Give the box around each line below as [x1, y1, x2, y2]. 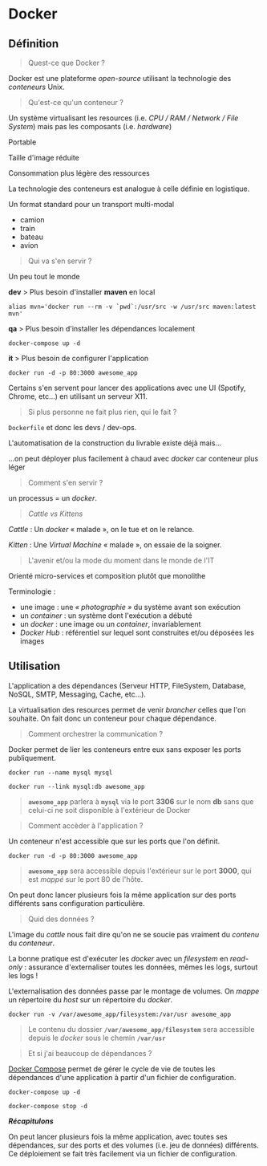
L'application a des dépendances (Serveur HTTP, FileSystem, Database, [8, 681, 246, 690]
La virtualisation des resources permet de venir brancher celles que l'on [8, 705, 246, 714]
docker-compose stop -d [8, 1102, 88, 1110]
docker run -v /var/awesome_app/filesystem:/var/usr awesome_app [8, 1010, 231, 1018]
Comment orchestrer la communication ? [27, 729, 163, 738]
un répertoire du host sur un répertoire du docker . [8, 994, 173, 1004]
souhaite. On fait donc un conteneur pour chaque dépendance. [8, 713, 216, 723]
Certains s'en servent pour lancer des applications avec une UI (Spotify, [8, 383, 246, 392]
